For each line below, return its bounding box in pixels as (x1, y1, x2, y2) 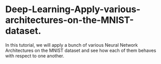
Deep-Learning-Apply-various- (5, 4, 141, 15)
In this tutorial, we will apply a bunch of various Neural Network (5, 42, 138, 48)
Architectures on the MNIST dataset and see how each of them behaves (5, 47, 156, 53)
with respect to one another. (5, 52, 65, 59)
